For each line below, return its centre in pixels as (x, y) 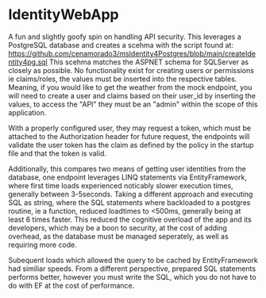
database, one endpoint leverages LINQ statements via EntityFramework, (128, 177)
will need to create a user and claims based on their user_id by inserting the (132, 95)
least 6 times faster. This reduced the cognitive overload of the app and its (130, 219)
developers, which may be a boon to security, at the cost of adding (118, 227)
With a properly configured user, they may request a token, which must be (130, 128)
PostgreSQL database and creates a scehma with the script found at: (121, 45)
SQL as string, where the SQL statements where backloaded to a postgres (129, 202)
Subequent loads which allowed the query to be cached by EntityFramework (133, 260)
